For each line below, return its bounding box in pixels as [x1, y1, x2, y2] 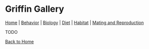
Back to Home [5, 38, 34, 45]
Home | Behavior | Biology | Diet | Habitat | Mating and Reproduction [5, 20, 144, 25]
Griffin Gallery [5, 3, 64, 15]
